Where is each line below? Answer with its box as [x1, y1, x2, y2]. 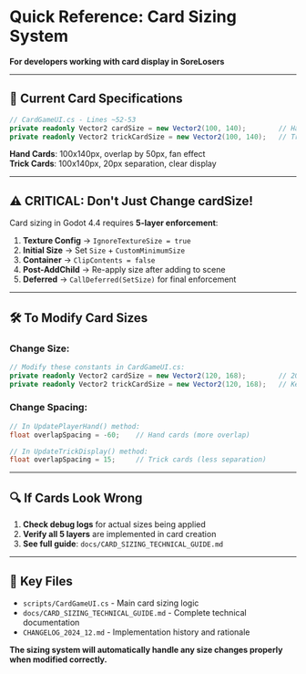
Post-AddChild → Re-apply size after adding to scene [22, 264, 226, 275]
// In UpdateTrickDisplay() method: [9, 447, 148, 456]
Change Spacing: [9, 401, 88, 414]
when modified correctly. [9, 654, 107, 665]
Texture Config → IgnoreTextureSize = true [22, 235, 191, 246]
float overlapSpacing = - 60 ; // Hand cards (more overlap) [9, 430, 250, 440]
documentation [22, 617, 80, 627]
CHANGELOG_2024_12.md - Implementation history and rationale [22, 627, 250, 638]
